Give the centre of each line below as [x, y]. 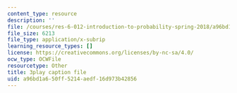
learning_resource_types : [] [50, 46]
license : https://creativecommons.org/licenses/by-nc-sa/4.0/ [101, 53]
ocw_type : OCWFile [34, 59]
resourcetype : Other [38, 66]
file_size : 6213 [31, 33]
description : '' [31, 20]
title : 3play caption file [47, 72]
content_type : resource [42, 14]
